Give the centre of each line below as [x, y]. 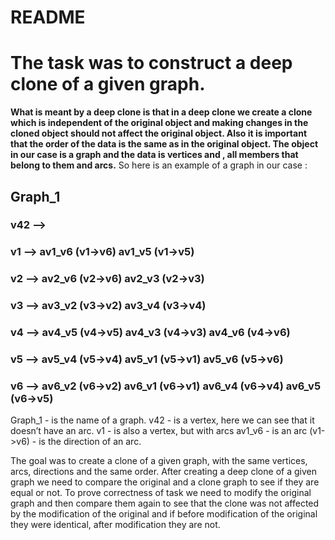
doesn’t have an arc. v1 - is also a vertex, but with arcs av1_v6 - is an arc [159, 431]
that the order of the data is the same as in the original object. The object [164, 144]
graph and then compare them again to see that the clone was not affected [165, 503]
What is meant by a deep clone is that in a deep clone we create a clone [161, 112]
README [48, 17]
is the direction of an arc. [90, 442]
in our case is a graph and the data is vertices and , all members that [154, 155]
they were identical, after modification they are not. [115, 525]
